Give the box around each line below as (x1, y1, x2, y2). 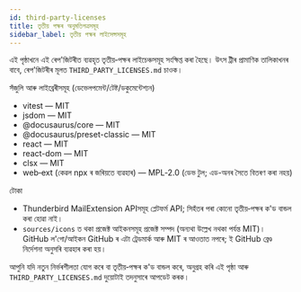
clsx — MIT (22, 158, 65, 169)
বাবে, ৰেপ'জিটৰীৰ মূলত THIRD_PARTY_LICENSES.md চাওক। (9, 65, 183, 75)
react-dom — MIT (22, 148, 89, 159)
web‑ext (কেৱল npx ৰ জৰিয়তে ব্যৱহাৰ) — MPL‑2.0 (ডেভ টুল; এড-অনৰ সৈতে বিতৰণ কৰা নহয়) (22, 167, 293, 178)
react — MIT (22, 138, 69, 149)
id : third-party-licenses (9, 13, 106, 22)
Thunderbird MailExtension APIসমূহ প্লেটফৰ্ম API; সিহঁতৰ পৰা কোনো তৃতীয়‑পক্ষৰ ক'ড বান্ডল (22, 203, 292, 214)
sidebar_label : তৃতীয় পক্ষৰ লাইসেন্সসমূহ (9, 30, 127, 39)
